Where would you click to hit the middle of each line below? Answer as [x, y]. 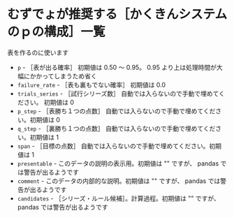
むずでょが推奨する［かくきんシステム [117, 14]
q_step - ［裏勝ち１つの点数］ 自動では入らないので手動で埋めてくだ [116, 128]
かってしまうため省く [67, 76]
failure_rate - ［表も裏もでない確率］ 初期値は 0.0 [92, 85]
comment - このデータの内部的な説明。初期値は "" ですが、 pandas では [119, 181]
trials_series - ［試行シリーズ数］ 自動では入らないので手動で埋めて [118, 93]
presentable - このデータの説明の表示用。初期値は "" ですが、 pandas [118, 163]
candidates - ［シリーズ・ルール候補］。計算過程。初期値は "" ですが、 [118, 198]
